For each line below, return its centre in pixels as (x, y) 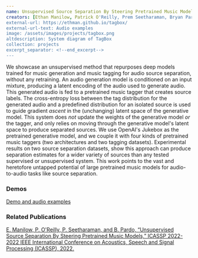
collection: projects (33, 45)
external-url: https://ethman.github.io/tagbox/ (67, 22)
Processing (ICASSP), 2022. (40, 249)
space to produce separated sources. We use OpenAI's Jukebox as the (93, 129)
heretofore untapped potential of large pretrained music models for (88, 167)
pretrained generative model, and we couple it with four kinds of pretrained (97, 136)
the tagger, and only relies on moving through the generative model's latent (98, 123)
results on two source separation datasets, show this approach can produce (99, 148)
